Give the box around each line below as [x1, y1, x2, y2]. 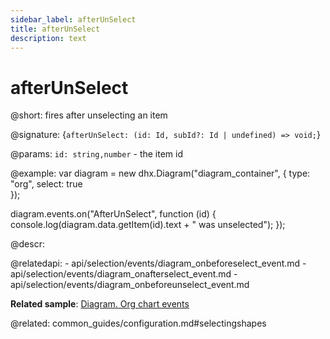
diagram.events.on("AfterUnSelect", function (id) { [10, 208, 217, 220]
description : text [10, 33, 87, 43]
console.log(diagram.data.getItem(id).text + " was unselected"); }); [10, 219, 286, 231]
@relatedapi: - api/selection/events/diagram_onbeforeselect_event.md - [10, 257, 307, 270]
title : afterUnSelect [10, 24, 101, 34]
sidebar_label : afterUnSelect [10, 14, 137, 25]
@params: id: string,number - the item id [10, 148, 183, 160]
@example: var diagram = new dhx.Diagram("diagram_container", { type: [10, 167, 311, 180]
